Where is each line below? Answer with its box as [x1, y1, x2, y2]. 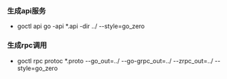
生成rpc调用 [7, 41, 47, 50]
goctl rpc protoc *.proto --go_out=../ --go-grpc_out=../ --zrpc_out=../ [17, 56, 213, 65]
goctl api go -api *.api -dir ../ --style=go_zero [17, 22, 145, 30]
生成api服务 [7, 5, 46, 15]
